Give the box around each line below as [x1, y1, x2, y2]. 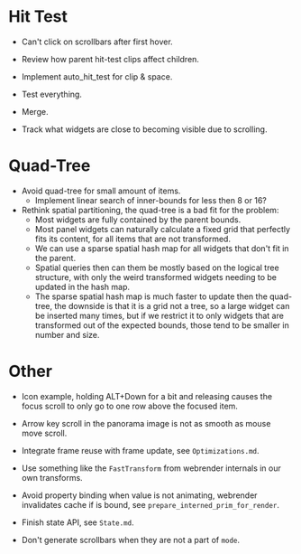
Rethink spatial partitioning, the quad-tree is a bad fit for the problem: [21, 204, 279, 215]
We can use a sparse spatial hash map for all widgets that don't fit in [34, 242, 289, 254]
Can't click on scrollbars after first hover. [21, 36, 173, 47]
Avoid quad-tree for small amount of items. [21, 185, 181, 196]
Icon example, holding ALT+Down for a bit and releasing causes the [21, 390, 272, 401]
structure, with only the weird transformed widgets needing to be [34, 271, 277, 282]
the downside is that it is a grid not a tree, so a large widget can [54, 300, 290, 311]
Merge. [21, 106, 49, 117]
